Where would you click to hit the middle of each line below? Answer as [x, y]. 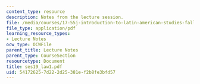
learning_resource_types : [38, 34]
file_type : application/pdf [41, 28]
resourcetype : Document [36, 61]
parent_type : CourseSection [41, 56]
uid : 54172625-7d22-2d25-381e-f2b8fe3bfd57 [61, 72]
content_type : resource [36, 12]
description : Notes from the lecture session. [65, 17]
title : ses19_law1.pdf [34, 67]
